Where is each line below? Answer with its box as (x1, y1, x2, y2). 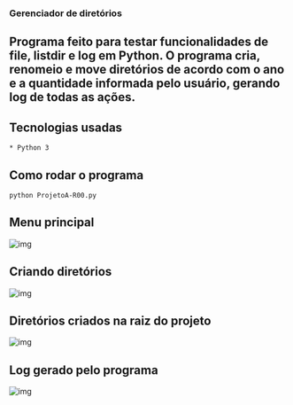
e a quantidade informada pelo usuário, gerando (9, 76, 281, 91)
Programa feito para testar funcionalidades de (9, 35, 269, 50)
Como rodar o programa (9, 167, 144, 183)
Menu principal (9, 215, 95, 230)
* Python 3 (9, 144, 50, 152)
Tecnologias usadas (9, 120, 122, 135)
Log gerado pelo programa (9, 362, 158, 378)
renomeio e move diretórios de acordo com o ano (9, 62, 285, 77)
